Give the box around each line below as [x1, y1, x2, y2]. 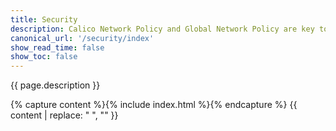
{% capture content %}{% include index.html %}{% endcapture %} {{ [10, 99, 298, 111]
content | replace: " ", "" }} [10, 109, 119, 121]
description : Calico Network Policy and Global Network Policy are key [10, 24, 315, 34]
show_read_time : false [10, 42, 105, 53]
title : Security [10, 14, 78, 25]
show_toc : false [10, 52, 78, 62]
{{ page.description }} [10, 79, 101, 91]
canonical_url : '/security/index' [10, 33, 155, 43]
